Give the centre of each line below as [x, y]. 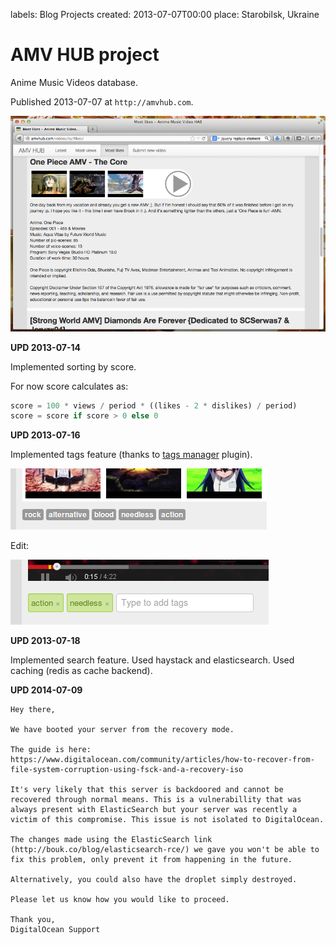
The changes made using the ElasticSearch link [111, 840]
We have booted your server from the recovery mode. [122, 730]
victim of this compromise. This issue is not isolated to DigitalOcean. [167, 820]
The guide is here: [51, 750]
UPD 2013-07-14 [45, 347]
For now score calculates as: [69, 386]
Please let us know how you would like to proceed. [120, 900]
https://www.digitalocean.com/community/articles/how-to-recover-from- [162, 760]
